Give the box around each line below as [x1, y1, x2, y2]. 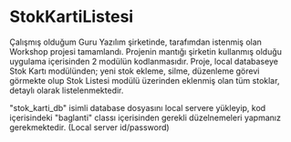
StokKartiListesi [9, 6, 134, 27]
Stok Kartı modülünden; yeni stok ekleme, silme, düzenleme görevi [9, 66, 260, 76]
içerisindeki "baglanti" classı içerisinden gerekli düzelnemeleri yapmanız [9, 112, 281, 123]
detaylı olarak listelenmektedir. [9, 85, 124, 96]
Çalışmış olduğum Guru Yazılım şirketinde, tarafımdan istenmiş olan [9, 36, 263, 47]
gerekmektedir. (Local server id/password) [9, 121, 171, 133]
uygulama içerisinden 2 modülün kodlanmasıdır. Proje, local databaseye [9, 56, 278, 66]
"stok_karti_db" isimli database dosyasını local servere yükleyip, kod [9, 102, 266, 113]
